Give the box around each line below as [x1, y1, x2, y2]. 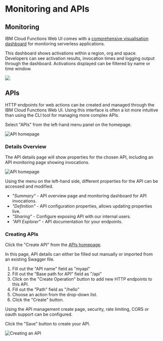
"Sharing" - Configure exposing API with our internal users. [12, 214, 131, 219]
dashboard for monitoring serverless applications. [5, 41, 106, 47]
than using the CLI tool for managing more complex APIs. [5, 112, 120, 118]
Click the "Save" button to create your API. [5, 321, 91, 327]
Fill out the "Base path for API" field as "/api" [12, 271, 102, 277]
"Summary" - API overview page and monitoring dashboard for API [12, 193, 147, 199]
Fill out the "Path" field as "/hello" [12, 287, 80, 292]
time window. [5, 66, 32, 72]
